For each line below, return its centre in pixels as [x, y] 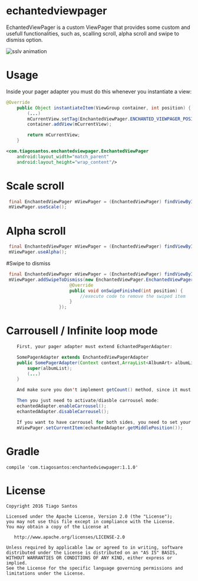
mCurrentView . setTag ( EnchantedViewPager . [79, 119]
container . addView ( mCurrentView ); [70, 124]
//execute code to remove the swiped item [133, 296]
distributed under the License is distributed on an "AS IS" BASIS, [92, 553]
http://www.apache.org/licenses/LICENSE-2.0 [70, 537]
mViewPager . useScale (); [38, 207]
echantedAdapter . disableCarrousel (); [63, 411]
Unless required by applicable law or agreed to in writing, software [95, 548]
